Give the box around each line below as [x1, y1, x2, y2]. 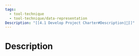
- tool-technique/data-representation [9, 16, 88, 21]
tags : [5, 7, 16, 12]
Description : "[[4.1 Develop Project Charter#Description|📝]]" [5, 20, 135, 25]
